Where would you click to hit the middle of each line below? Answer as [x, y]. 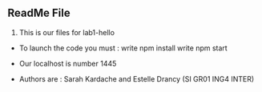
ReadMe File [39, 13]
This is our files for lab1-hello [67, 32]
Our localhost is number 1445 [68, 63]
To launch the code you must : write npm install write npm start [123, 48]
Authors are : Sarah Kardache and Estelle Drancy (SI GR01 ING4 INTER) [137, 78]
